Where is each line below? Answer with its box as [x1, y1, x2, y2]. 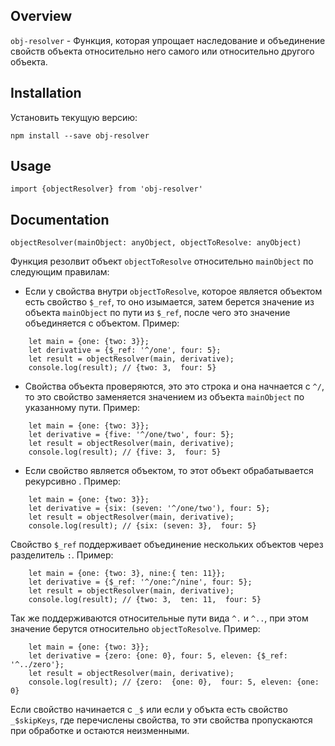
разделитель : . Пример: [10, 549, 114, 561]
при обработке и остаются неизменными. [10, 725, 190, 737]
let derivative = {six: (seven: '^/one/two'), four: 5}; [28, 504, 271, 514]
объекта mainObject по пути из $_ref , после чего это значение [24, 307, 291, 319]
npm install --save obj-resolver [10, 130, 150, 141]
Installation [10, 85, 82, 102]
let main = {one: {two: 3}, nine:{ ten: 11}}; [28, 569, 226, 579]
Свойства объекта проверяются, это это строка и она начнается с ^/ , [24, 380, 325, 393]
